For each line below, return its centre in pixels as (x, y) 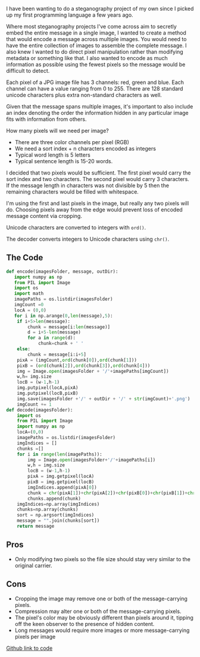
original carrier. (33, 565)
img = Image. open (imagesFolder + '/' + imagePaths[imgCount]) (93, 371)
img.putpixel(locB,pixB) (48, 393)
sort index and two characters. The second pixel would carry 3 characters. (98, 179)
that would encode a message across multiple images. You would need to (96, 39)
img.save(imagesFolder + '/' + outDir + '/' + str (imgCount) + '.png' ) (104, 398)
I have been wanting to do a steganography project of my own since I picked (100, 9)
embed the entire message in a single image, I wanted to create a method (96, 33)
